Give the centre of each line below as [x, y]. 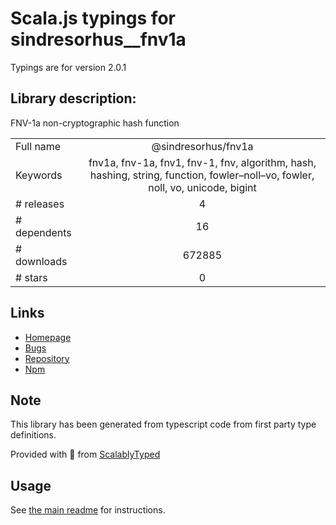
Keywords [39, 175]
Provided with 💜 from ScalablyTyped [85, 454]
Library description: [73, 98]
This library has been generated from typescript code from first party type [163, 424]
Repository [47, 358]
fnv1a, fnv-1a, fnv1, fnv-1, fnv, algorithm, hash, [202, 162]
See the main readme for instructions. [88, 510]
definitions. [33, 435]
